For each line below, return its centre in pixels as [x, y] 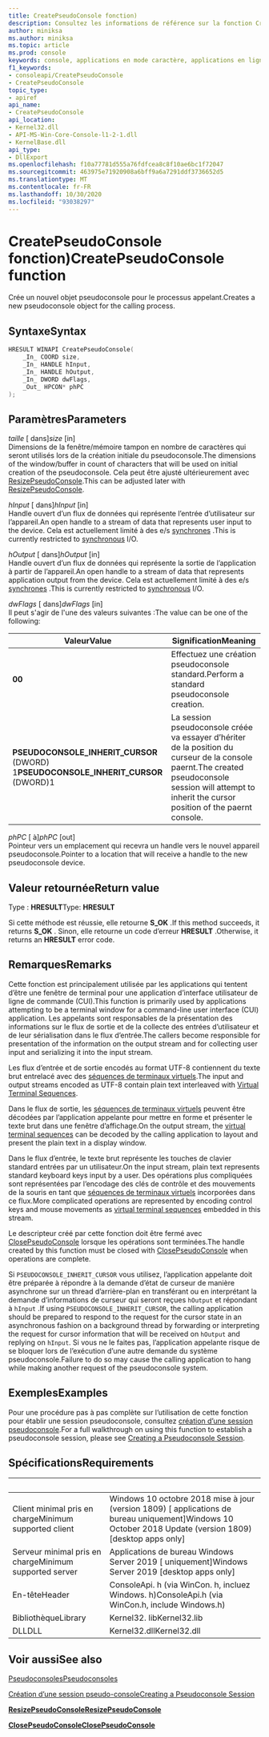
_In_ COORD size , [52, 357]
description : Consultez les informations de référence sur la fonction [130, 23]
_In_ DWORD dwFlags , [57, 379]
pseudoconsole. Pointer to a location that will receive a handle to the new [128, 854]
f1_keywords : [30, 68]
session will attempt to [213, 788]
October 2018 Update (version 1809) [181, 1529]
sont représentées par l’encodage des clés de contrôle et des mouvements [132, 1183]
